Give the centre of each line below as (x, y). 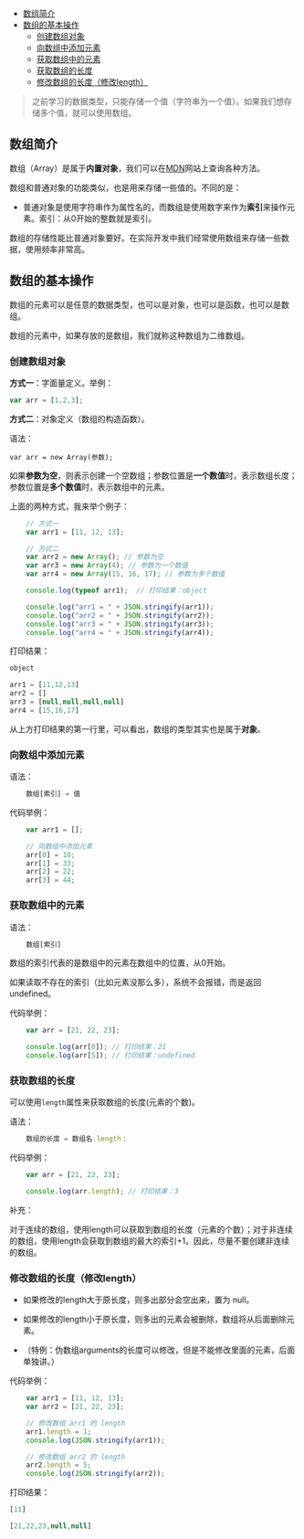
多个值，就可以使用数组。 (88, 113)
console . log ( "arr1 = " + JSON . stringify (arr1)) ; (120, 607)
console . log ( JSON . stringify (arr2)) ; (96, 1474)
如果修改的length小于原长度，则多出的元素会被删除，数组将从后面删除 (155, 1320)
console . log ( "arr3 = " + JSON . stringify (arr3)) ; (120, 624)
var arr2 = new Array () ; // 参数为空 (95, 557)
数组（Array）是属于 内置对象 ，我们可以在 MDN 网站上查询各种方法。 (137, 168)
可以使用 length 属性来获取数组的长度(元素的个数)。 (105, 1102)
